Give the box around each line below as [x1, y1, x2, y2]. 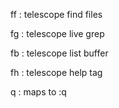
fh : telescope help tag [10, 67, 103, 78]
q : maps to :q [10, 86, 67, 98]
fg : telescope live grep [10, 28, 105, 39]
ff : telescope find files [10, 9, 103, 20]
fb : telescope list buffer [10, 47, 109, 59]
